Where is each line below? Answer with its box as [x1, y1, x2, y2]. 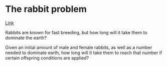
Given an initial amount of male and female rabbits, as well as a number [5, 44, 152, 50]
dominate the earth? [5, 35, 47, 41]
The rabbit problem [5, 3, 87, 15]
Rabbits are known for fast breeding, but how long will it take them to [5, 29, 147, 35]
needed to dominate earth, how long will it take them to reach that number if [5, 50, 162, 56]
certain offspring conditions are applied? [5, 55, 89, 61]
